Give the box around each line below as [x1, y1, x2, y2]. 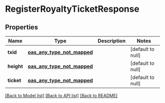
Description [97, 38, 126, 44]
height [7, 63, 23, 70]
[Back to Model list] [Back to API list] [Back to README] [5, 93, 118, 99]
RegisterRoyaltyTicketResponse [5, 3, 139, 15]
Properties [5, 23, 38, 31]
